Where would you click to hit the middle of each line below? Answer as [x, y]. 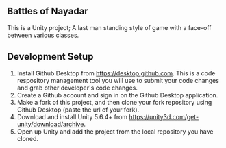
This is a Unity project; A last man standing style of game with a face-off [109, 27]
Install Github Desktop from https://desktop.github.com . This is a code [116, 73]
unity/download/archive [50, 124]
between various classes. [43, 35]
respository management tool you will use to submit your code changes [118, 80]
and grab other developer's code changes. [77, 88]
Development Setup [50, 57]
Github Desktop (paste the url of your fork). [78, 110]
